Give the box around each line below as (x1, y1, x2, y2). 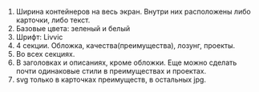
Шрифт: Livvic (15, 32, 63, 42)
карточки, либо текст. (15, 15, 91, 25)
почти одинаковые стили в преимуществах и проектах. (15, 66, 207, 75)
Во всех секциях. (15, 50, 75, 58)
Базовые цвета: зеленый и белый (15, 24, 131, 33)
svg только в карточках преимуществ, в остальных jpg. (15, 75, 207, 84)
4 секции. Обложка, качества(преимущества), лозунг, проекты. (15, 41, 235, 50)
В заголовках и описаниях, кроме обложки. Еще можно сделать (15, 58, 237, 67)
